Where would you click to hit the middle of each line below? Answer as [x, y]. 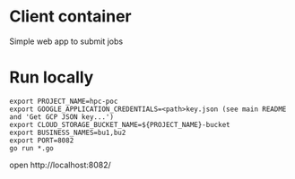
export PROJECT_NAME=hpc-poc [64, 101]
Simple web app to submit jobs [66, 41]
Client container [70, 17]
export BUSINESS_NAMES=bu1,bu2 [68, 132]
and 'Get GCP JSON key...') [62, 117]
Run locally [52, 77]
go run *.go [31, 148]
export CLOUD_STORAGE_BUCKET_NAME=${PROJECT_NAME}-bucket [120, 124]
